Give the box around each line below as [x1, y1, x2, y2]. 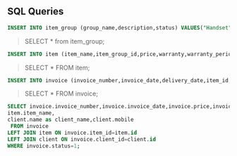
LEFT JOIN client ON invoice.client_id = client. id [7, 136, 157, 143]
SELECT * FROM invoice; [24, 89, 99, 98]
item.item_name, [7, 110, 55, 117]
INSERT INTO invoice [7, 77, 68, 84]
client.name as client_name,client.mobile [7, 116, 134, 124]
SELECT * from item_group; [24, 37, 105, 45]
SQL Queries [7, 6, 64, 18]
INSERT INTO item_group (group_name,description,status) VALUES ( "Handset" [7, 24, 232, 31]
